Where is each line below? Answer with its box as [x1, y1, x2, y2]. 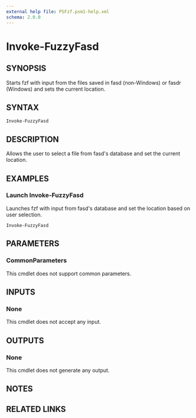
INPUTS [6, 287, 35, 297]
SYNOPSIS [6, 63, 47, 74]
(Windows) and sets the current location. [6, 85, 106, 92]
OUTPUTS [6, 336, 44, 346]
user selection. [6, 211, 43, 218]
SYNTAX [6, 102, 40, 113]
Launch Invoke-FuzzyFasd [6, 191, 84, 199]
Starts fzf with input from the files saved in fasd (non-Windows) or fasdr [6, 79, 181, 86]
